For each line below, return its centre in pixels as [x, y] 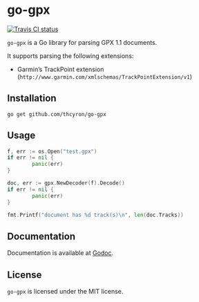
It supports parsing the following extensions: [70, 56]
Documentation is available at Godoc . [60, 253]
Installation [32, 98]
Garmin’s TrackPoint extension [60, 69]
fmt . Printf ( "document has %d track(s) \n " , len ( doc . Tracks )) [96, 215]
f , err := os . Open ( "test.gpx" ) [52, 151]
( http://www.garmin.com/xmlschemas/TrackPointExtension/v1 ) [104, 76]
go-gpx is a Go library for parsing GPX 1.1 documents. [82, 42]
